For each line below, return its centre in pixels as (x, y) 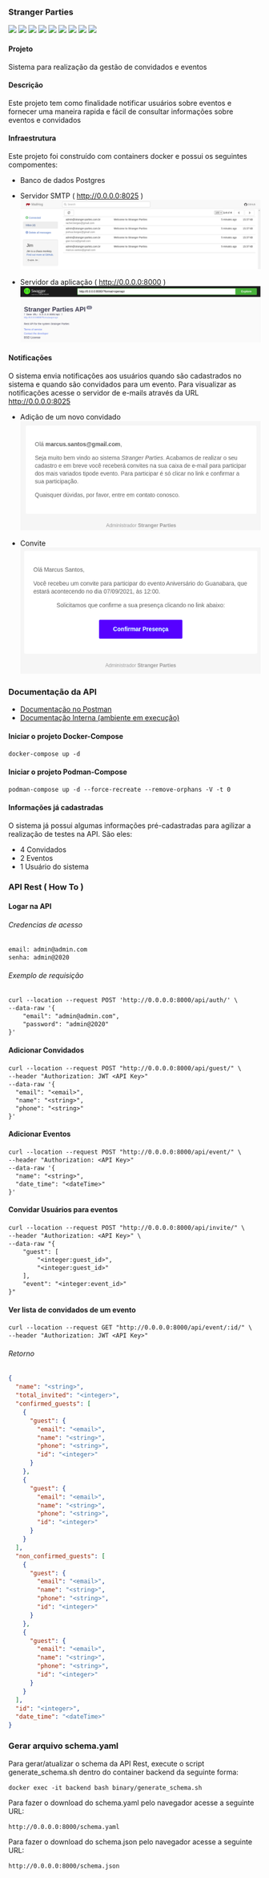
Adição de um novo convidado (70, 417)
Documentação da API (53, 692)
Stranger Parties (41, 12)
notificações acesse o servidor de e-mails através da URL (104, 393)
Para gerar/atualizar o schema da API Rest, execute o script (106, 1763)
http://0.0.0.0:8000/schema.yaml (64, 1827)
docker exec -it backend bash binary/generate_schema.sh (105, 1787)
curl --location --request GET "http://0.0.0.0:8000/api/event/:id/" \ (130, 1328)
